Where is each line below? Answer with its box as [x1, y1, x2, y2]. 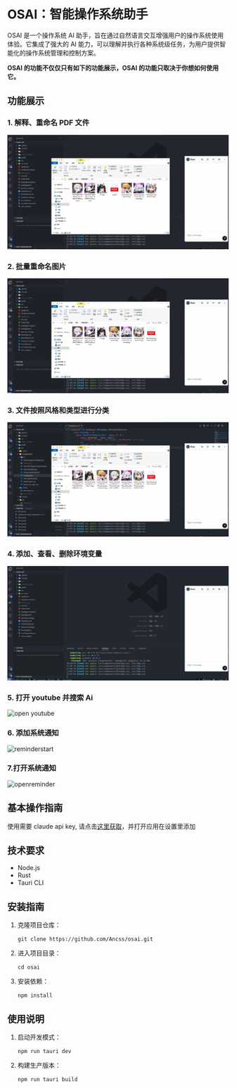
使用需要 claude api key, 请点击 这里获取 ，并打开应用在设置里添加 [7, 822, 196, 831]
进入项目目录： [17, 949, 61, 957]
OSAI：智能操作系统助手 [7, 6, 149, 23]
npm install [17, 992, 53, 1000]
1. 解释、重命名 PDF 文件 [7, 118, 90, 127]
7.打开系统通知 [7, 763, 57, 773]
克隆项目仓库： [17, 921, 61, 929]
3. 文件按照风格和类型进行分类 [7, 405, 110, 415]
